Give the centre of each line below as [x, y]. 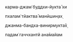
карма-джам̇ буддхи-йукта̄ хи [36, 7]
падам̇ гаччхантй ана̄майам [34, 35]
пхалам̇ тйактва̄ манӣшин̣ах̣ [34, 16]
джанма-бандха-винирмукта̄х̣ [36, 25]
